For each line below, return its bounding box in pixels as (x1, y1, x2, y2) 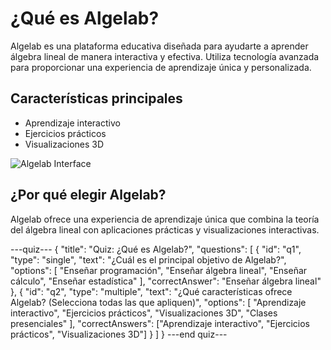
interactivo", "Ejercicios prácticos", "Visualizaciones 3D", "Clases (10, 307, 278, 319)
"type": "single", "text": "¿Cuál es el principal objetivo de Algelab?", (10, 253, 287, 266)
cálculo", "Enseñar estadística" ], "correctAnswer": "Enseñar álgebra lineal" (10, 275, 322, 287)
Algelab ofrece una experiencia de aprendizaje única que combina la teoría (10, 213, 320, 225)
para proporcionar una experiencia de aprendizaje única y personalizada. (10, 61, 312, 73)
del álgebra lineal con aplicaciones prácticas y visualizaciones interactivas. (10, 223, 320, 236)
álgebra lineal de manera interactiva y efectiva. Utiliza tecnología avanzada (10, 50, 320, 62)
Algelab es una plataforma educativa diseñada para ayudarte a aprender (10, 40, 309, 52)
